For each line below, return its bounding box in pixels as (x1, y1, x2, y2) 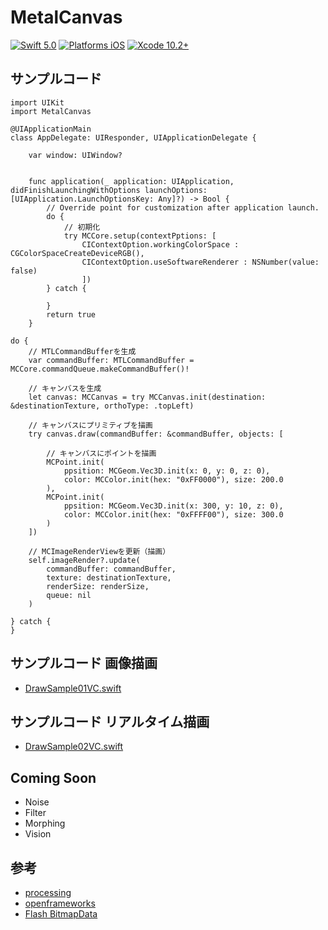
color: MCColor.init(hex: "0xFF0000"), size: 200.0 (63, 474, 284, 485)
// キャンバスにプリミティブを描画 (28, 420, 153, 430)
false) (10, 266, 38, 276)
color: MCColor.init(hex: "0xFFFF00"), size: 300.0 (63, 509, 284, 520)
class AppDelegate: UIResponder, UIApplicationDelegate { (10, 132, 257, 143)
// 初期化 (63, 222, 101, 232)
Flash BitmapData (24, 908, 98, 920)
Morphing (24, 817, 66, 830)
